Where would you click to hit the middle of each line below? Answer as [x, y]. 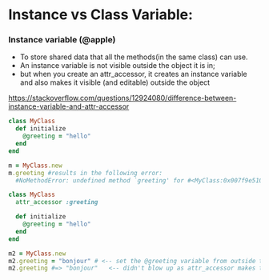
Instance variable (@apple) [62, 40]
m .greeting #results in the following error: [85, 173]
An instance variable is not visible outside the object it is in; [118, 66]
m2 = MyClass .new [37, 254]
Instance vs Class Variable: [101, 15]
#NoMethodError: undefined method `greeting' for [100, 180]
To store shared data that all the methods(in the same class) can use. [134, 57]
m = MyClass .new [35, 166]
